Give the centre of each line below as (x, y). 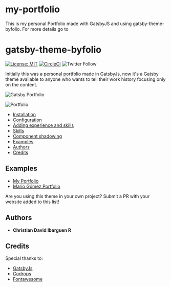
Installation (24, 114)
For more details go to (45, 29)
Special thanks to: (24, 258)
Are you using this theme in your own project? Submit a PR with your (78, 196)
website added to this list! (33, 202)
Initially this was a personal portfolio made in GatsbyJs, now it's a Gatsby (82, 74)
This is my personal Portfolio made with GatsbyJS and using (69, 24)
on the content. (21, 84)
